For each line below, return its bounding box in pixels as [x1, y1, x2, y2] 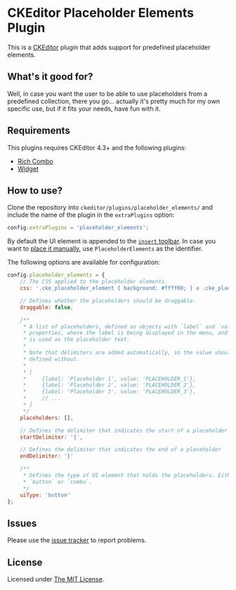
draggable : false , [20, 304, 74, 311]
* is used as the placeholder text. [22, 336, 131, 343]
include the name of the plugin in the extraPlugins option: [7, 210, 175, 219]
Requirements [7, 125, 70, 137]
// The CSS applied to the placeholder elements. [20, 279, 169, 286]
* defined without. [22, 356, 80, 363]
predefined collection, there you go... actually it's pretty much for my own [7, 97, 220, 105]
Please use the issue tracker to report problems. [7, 536, 147, 544]
